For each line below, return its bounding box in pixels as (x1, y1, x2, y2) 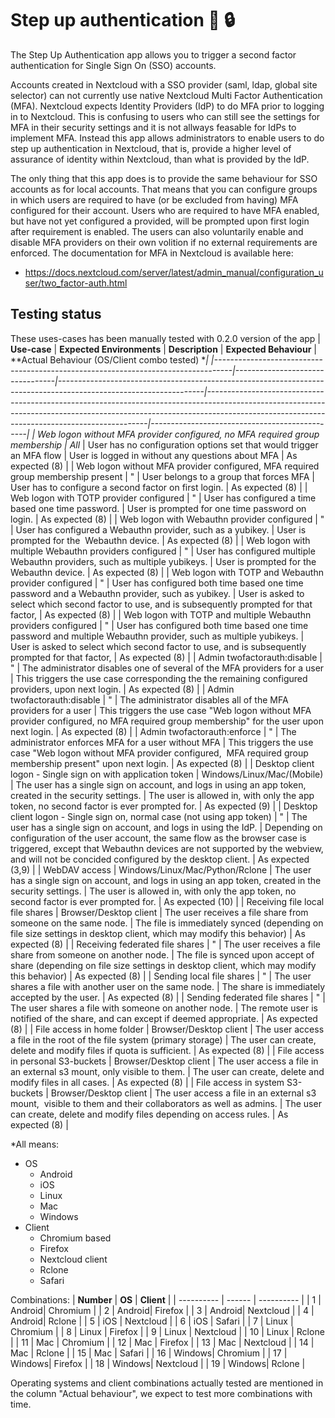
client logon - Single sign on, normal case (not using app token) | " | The (10, 810, 308, 822)
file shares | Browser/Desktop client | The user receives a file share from (10, 906, 309, 918)
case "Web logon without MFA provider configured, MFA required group (10, 747, 309, 759)
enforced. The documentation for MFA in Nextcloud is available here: (10, 247, 294, 259)
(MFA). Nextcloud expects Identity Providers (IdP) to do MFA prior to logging (10, 100, 325, 112)
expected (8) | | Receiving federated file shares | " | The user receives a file (10, 938, 321, 950)
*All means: (10, 1138, 60, 1150)
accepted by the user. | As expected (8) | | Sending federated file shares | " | (10, 991, 326, 1003)
